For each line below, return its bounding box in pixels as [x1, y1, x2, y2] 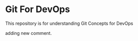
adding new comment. [5, 30, 52, 36]
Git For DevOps [5, 4, 70, 15]
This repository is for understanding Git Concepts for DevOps [5, 20, 133, 26]
